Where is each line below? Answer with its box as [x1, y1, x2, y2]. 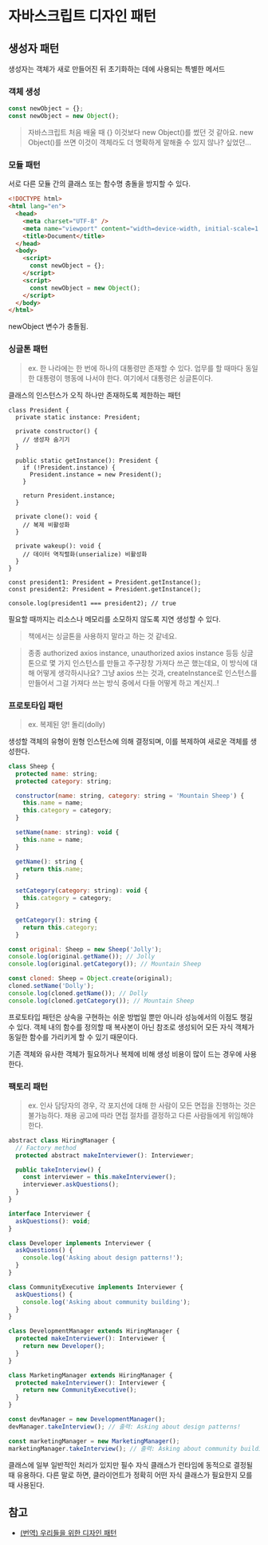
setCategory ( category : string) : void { [15, 887, 148, 895]
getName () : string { [15, 857, 84, 866]
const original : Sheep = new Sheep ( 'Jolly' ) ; [8, 945, 162, 954]
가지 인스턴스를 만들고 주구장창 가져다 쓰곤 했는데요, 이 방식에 [57, 658, 250, 667]
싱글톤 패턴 [8, 344, 49, 355]
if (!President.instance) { [22, 464, 116, 472]
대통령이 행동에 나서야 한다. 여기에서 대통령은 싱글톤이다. [36, 373, 214, 383]
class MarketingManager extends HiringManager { [8, 1371, 173, 1379]
